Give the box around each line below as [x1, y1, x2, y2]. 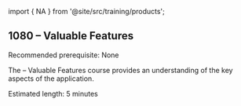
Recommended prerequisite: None [8, 50, 119, 60]
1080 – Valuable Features [8, 29, 134, 42]
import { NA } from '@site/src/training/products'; [8, 7, 165, 16]
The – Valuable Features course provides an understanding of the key [8, 65, 233, 75]
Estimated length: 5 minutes [8, 89, 98, 98]
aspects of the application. [8, 74, 94, 83]
